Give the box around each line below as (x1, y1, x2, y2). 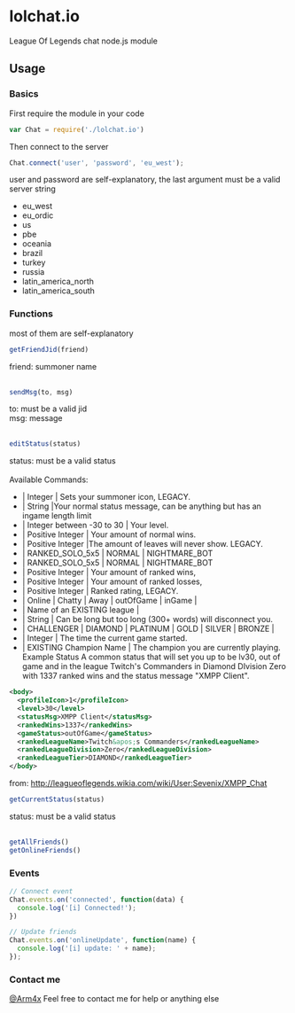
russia (21, 267, 45, 277)
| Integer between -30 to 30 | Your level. (21, 520, 169, 531)
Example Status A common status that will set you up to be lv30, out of (21, 651, 281, 662)
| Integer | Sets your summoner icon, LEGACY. (21, 492, 191, 503)
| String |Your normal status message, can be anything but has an (21, 501, 261, 511)
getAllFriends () (9, 838, 69, 846)
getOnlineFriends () (9, 845, 82, 854)
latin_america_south (21, 285, 96, 296)
